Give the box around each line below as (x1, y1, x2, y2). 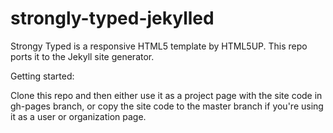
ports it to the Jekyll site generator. (10, 50, 155, 62)
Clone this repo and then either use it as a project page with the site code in (10, 89, 323, 101)
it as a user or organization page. (10, 110, 147, 122)
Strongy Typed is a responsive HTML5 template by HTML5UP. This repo (10, 40, 308, 52)
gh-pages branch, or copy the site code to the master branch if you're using (10, 100, 324, 112)
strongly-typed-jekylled (10, 7, 215, 30)
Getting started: (10, 70, 75, 82)
